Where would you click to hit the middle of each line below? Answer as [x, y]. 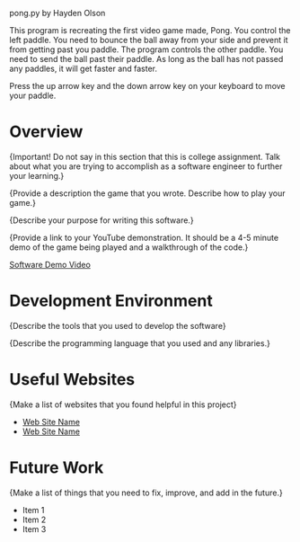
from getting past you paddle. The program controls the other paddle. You [146, 49]
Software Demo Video [50, 264]
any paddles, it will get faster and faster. [84, 68]
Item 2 [34, 520]
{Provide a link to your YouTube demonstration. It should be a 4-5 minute [144, 237]
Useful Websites [72, 380]
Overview [46, 132]
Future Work [57, 467]
